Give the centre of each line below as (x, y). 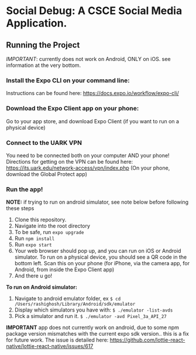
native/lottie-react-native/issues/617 (50, 346)
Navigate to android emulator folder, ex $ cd (68, 299)
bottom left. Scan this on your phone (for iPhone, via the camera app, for (102, 263)
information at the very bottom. (44, 65)
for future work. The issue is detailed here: (57, 340)
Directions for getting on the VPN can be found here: (70, 161)
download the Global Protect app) (47, 174)
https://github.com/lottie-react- (147, 340)
